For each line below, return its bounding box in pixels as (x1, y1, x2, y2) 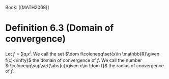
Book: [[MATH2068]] (5, 5, 49, 10)
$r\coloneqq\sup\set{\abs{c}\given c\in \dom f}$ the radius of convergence (5, 63, 164, 69)
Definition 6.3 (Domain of (5, 22, 114, 34)
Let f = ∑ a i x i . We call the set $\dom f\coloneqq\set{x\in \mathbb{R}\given (5, 49, 160, 58)
